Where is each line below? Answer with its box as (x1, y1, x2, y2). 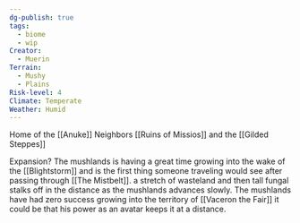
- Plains (17, 80, 50, 89)
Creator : (9, 47, 42, 56)
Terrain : (9, 64, 42, 73)
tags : (9, 21, 30, 30)
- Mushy (17, 72, 47, 81)
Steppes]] (9, 139, 47, 150)
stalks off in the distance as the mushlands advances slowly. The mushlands (9, 184, 292, 195)
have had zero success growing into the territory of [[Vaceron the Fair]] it (9, 194, 279, 205)
